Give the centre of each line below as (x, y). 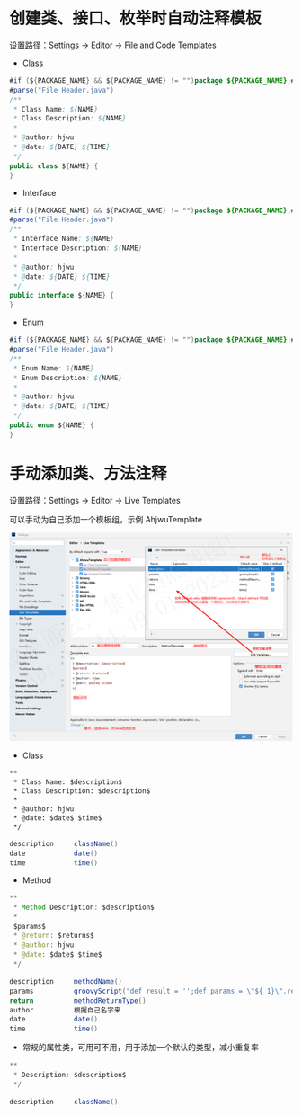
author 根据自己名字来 (65, 1010)
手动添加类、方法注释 (89, 474)
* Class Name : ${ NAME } (56, 109)
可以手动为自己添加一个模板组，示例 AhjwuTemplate (106, 519)
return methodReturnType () (78, 1000)
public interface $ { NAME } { (62, 296)
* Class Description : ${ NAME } (70, 119)
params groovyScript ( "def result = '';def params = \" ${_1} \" (146, 991)
